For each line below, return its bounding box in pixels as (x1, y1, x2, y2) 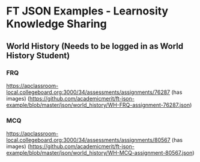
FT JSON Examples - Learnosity (6, 4, 169, 18)
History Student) (6, 50, 70, 61)
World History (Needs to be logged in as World (6, 41, 184, 51)
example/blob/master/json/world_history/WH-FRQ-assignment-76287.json (6, 101, 190, 108)
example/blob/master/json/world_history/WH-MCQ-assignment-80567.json (6, 149, 193, 157)
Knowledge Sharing (6, 17, 107, 31)
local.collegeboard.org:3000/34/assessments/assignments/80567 (6, 137, 171, 144)
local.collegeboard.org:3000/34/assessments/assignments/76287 (6, 89, 171, 96)
